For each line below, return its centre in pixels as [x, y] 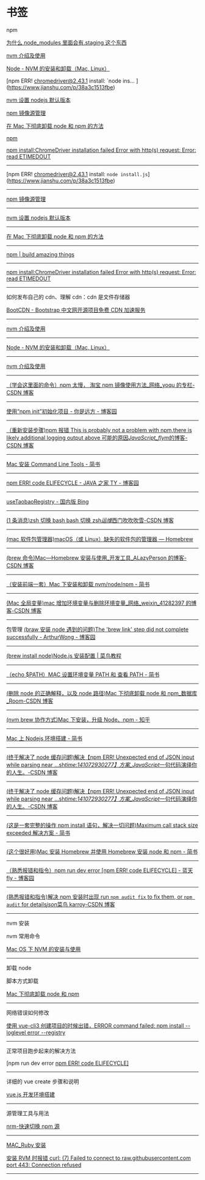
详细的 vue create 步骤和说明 [43, 1081]
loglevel [16, 1032]
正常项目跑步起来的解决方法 [41, 1051]
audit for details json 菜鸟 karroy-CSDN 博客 [61, 904]
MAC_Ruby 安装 [26, 1145]
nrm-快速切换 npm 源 [33, 1126]
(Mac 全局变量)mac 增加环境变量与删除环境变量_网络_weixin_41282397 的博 [102, 603]
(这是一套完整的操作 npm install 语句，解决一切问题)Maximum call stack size [102, 825]
